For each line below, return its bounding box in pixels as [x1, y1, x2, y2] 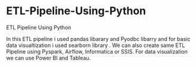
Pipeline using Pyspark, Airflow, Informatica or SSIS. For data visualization [6, 48, 188, 55]
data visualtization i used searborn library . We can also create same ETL [6, 42, 185, 49]
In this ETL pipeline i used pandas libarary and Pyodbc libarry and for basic [6, 35, 191, 42]
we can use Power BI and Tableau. [6, 54, 91, 61]
